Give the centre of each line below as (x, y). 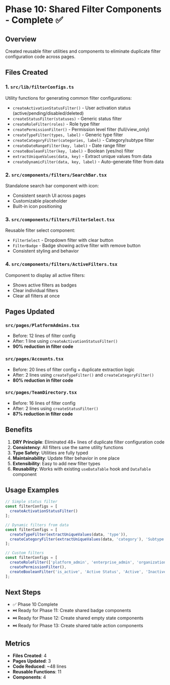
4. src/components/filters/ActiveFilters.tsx (61, 264)
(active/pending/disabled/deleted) (48, 113)
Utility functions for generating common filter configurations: (69, 98)
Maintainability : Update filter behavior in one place (66, 458)
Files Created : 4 (30, 656)
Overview (21, 39)
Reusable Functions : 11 (37, 672)
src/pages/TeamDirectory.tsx (41, 393)
